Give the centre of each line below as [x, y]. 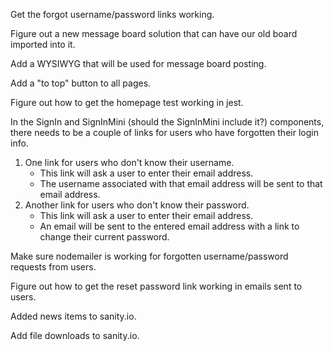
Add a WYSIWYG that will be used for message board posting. [138, 63]
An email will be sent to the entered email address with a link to [169, 226]
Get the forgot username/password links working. [112, 14]
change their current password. [104, 237]
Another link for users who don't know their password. [137, 205]
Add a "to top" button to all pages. [81, 83]
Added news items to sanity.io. [73, 316]
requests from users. [53, 267]
